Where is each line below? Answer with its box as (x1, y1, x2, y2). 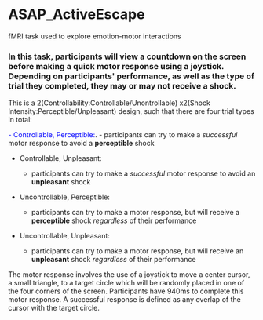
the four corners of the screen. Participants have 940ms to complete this (8, 286, 244, 296)
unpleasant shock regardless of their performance (31, 255, 196, 264)
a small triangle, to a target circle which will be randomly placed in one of (8, 278, 245, 288)
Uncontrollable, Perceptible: (19, 192, 110, 202)
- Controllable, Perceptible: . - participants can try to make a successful (8, 130, 238, 140)
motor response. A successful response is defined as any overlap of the (8, 295, 241, 304)
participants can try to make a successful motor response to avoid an (31, 169, 256, 178)
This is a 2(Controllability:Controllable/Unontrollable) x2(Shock (8, 98, 210, 107)
